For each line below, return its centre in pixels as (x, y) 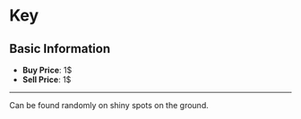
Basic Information (60, 49)
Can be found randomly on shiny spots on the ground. (109, 105)
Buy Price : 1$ (47, 70)
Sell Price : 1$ (47, 80)
